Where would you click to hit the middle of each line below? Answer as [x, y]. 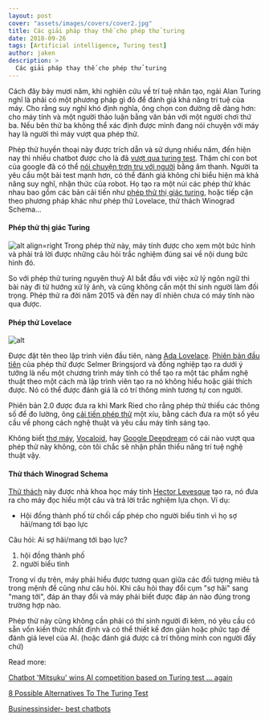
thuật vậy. [25, 455]
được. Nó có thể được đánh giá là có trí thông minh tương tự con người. [126, 390]
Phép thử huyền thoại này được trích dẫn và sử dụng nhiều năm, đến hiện [130, 149]
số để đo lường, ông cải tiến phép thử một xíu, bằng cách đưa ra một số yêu [134, 414]
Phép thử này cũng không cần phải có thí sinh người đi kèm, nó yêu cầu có [132, 621]
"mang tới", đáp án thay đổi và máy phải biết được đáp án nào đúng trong [129, 597]
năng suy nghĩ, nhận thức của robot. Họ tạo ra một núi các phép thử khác [130, 183]
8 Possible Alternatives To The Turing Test [78, 694]
